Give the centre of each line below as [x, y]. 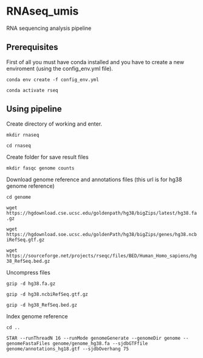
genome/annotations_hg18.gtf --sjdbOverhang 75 [68, 349]
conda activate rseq [33, 90]
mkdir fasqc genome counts [40, 168]
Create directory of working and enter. [54, 124]
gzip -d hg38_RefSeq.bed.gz [42, 305]
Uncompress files [28, 272]
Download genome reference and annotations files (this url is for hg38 [94, 179]
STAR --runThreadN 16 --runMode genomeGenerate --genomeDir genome [94, 338]
